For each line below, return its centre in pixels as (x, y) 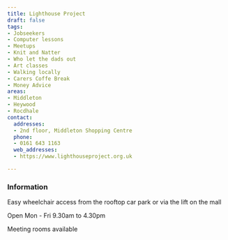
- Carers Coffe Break (39, 78)
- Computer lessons (36, 40)
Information (28, 187)
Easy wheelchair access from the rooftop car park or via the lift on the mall (114, 202)
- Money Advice (29, 85)
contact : (20, 117)
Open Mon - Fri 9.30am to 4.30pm (56, 216)
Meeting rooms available (43, 229)
